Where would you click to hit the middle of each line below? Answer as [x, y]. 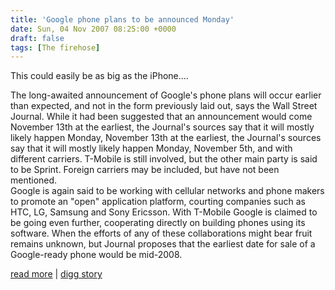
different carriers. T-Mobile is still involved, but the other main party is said [164, 159]
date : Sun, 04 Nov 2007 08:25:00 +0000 [93, 29]
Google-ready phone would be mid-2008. [96, 255]
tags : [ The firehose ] [55, 47]
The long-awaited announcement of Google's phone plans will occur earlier [166, 95]
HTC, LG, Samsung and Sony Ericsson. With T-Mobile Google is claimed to [164, 212]
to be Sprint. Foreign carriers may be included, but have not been [145, 170]
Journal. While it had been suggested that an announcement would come [161, 117]
